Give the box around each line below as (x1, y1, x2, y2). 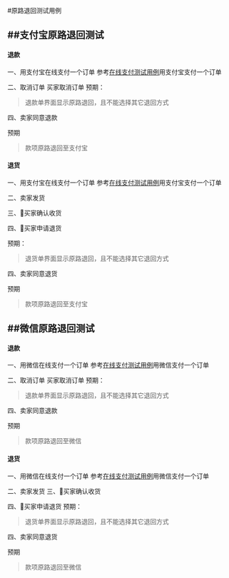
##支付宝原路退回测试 (7, 29, 105, 41)
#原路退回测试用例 (7, 6, 62, 14)
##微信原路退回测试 (7, 323, 95, 335)
